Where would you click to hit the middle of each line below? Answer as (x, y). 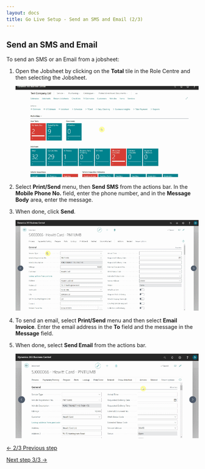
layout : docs (23, 13)
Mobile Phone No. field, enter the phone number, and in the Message (103, 193)
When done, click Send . (45, 211)
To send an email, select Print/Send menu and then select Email (96, 320)
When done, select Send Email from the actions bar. (81, 345)
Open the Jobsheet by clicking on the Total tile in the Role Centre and (103, 71)
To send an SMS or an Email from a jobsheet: (63, 59)
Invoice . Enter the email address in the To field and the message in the (104, 327)
